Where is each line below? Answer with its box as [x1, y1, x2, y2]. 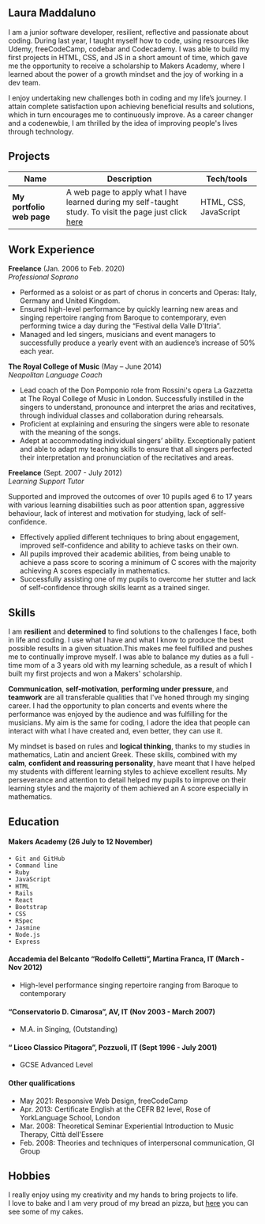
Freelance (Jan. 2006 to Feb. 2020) [8, 264, 125, 274]
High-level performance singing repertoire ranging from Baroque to [19, 980, 239, 990]
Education [8, 815, 60, 828]
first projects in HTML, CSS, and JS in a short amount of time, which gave [8, 52, 248, 62]
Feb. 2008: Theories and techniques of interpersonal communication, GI [19, 1138, 255, 1147]
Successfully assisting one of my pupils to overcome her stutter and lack [19, 574, 256, 584]
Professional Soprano [8, 272, 79, 282]
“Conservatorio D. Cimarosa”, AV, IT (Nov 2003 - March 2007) [8, 1006, 215, 1016]
